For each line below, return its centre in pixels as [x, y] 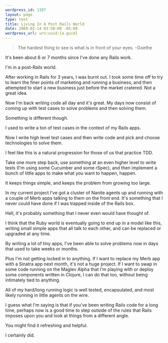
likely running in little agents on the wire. [47, 295]
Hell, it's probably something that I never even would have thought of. [77, 213]
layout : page [19, 15]
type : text [17, 19]
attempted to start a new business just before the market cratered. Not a [80, 88]
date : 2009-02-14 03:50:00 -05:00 [42, 29]
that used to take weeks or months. [42, 249]
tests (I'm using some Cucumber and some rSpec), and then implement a [81, 168]
